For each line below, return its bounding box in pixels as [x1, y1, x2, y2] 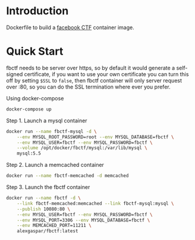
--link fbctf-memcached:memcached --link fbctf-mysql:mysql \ [17, 200, 174, 206]
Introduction [6, 4, 69, 18]
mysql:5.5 [17, 150, 42, 157]
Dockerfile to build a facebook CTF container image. [6, 24, 135, 31]
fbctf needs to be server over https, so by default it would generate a [6, 64, 175, 71]
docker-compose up [6, 106, 52, 112]
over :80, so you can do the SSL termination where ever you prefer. [6, 83, 171, 90]
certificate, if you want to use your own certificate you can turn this [24, 70, 189, 78]
